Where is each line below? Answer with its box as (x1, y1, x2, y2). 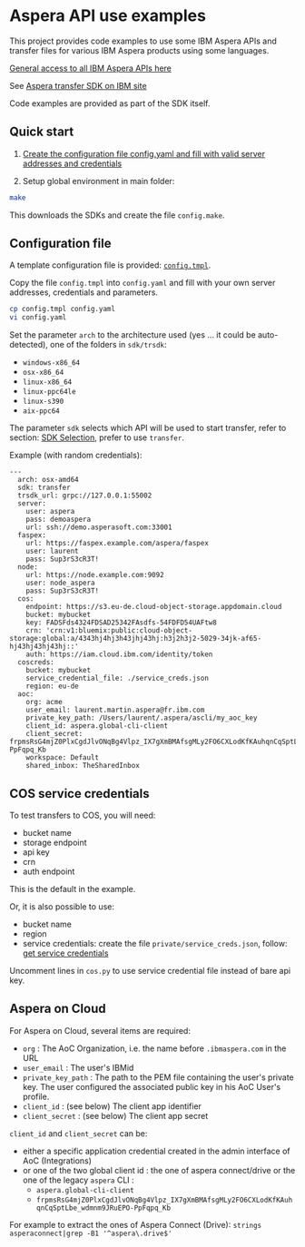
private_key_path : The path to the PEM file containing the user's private (22, 1072, 295, 1083)
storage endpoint (22, 837, 88, 848)
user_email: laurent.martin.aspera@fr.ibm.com (25, 705, 205, 715)
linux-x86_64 (22, 378, 73, 387)
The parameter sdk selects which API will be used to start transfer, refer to (9, 423, 287, 434)
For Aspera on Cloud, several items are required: (9, 1025, 191, 1036)
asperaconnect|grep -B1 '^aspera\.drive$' (9, 1229, 172, 1238)
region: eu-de (25, 682, 79, 691)
